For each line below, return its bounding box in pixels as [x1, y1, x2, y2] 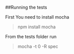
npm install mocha [17, 24, 56, 30]
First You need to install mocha [5, 14, 69, 20]
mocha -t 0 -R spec [17, 43, 58, 49]
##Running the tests [5, 5, 47, 10]
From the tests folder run [5, 34, 57, 39]
